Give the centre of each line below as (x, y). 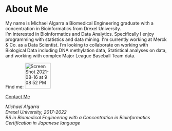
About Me (27, 9)
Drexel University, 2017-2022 (36, 112)
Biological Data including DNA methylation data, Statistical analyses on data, (86, 50)
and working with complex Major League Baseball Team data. (70, 56)
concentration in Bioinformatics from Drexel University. (63, 28)
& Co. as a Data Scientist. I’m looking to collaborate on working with (77, 45)
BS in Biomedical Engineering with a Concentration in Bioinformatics (78, 117)
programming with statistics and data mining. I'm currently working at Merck (86, 39)
